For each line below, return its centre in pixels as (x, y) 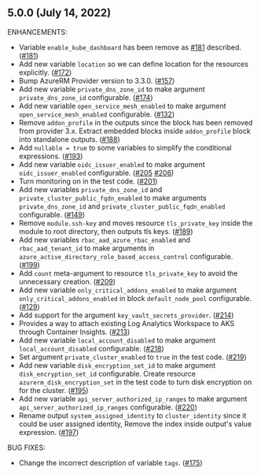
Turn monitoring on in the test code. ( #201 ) (88, 181)
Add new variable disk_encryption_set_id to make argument (117, 365)
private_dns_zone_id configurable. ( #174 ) (86, 97)
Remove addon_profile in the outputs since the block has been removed (136, 122)
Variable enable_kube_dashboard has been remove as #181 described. (130, 47)
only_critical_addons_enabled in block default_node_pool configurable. (135, 298)
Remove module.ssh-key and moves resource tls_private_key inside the (136, 223)
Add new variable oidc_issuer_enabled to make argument (112, 164)
